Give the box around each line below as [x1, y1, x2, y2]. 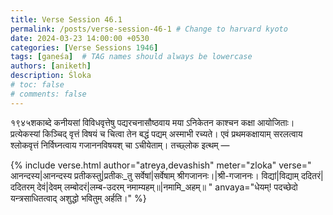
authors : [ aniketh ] [10, 61, 92, 71]
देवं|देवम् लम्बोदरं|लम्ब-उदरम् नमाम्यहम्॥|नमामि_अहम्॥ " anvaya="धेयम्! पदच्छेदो [36, 181, 298, 193]
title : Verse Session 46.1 [10, 14, 123, 25]
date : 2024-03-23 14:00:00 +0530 [10, 33, 150, 43]
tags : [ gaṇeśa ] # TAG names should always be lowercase [10, 52, 253, 62]
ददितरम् [10, 181, 35, 193]
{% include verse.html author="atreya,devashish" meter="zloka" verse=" [10, 159, 312, 171]
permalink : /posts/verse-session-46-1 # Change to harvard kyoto [10, 24, 288, 34]
